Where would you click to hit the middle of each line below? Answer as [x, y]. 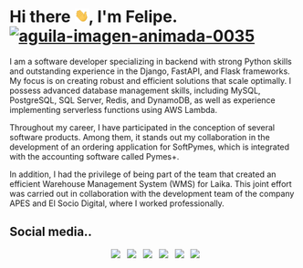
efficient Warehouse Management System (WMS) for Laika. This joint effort [151, 183]
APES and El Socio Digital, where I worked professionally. [117, 203]
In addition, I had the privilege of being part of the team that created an [143, 174]
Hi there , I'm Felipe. [94, 17]
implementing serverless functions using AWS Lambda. [114, 109]
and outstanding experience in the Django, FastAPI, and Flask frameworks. [150, 71]
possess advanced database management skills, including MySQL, [135, 90]
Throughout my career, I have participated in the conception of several [142, 127]
